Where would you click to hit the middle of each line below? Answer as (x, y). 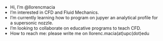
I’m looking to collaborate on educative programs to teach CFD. (75, 28)
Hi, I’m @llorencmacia (32, 7)
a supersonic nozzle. (32, 23)
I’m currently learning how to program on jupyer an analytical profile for (84, 18)
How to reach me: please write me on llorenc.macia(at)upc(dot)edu (79, 33)
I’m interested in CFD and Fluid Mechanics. (54, 12)
